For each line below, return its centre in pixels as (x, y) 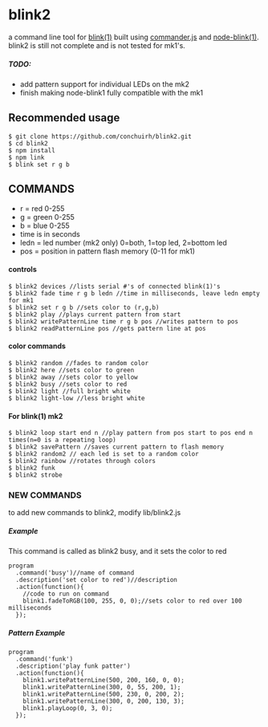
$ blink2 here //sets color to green (71, 370)
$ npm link (26, 157)
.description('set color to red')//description (97, 580)
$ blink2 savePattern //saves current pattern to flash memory (116, 447)
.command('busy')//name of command (75, 573)
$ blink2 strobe (35, 475)
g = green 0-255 (47, 217)
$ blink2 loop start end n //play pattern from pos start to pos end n (130, 433)
